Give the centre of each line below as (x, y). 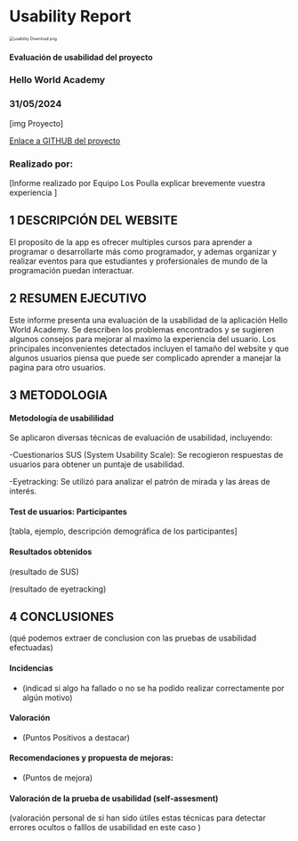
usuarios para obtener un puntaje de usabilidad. (97, 464)
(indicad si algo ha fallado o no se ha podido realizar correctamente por (153, 688)
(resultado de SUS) (44, 571)
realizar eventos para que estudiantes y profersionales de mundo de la (139, 261)
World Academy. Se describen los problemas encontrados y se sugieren (141, 329)
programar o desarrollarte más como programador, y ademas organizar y (143, 251)
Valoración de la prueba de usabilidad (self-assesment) (114, 798)
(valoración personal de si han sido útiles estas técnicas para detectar (138, 818)
